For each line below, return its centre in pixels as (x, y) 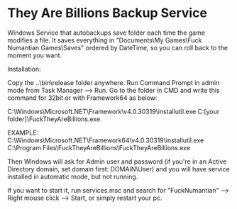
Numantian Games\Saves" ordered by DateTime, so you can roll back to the (118, 47)
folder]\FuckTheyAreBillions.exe (54, 119)
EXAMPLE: (23, 132)
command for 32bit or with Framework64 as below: (82, 98)
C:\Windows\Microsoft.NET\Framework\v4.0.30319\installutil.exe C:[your (114, 111)
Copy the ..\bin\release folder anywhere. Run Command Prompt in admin (114, 82)
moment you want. (35, 55)
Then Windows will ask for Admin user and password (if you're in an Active (117, 162)
